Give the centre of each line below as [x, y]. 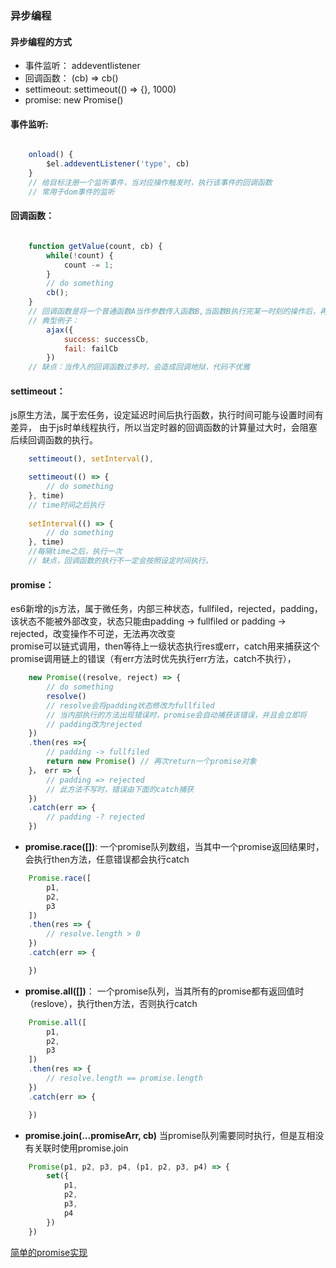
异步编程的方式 [41, 41]
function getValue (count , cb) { [95, 246]
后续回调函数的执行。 [54, 440]
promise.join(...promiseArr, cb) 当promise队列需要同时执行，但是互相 [170, 1135]
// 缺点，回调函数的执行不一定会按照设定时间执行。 [120, 561]
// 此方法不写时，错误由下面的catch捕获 [120, 789]
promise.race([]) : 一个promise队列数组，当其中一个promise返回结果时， [174, 847]
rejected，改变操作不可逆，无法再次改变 [93, 634]
